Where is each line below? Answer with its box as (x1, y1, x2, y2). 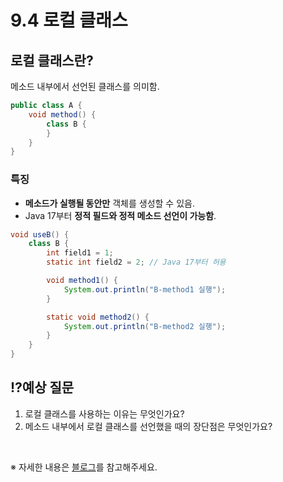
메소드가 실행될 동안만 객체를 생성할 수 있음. (24, 197, 195, 209)
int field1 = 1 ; (46, 248, 114, 258)
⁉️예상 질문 (10, 379, 75, 396)
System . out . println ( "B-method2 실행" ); (63, 321, 227, 331)
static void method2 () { (46, 312, 150, 322)
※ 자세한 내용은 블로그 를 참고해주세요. (10, 461, 158, 473)
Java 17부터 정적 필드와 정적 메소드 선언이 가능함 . (24, 209, 217, 221)
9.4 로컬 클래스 (10, 9, 128, 32)
